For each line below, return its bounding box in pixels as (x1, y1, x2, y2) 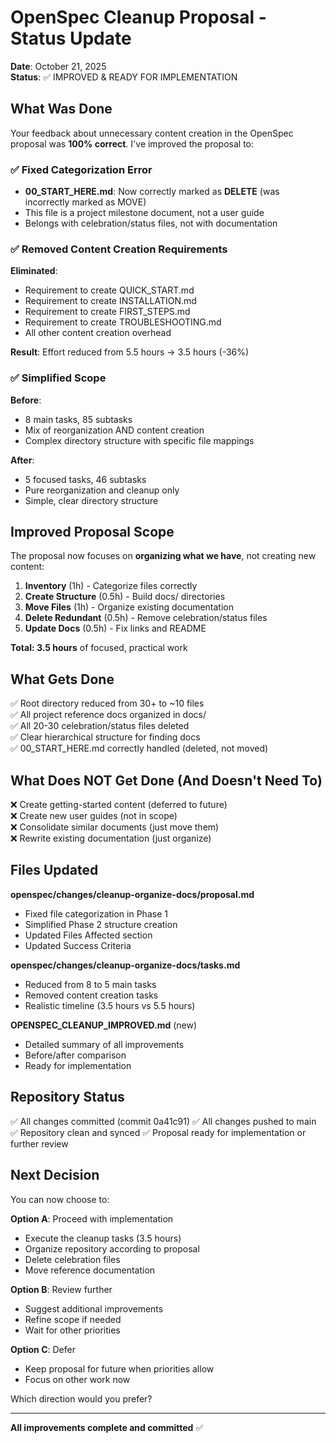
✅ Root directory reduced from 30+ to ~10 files (10, 697, 205, 710)
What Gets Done (10, 671, 115, 688)
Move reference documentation (24, 1264, 156, 1276)
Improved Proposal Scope (10, 524, 175, 541)
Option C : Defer (10, 1343, 76, 1355)
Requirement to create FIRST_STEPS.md (24, 306, 191, 318)
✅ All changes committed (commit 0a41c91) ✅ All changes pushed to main (10, 1115, 317, 1127)
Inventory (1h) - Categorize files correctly (24, 580, 198, 592)
